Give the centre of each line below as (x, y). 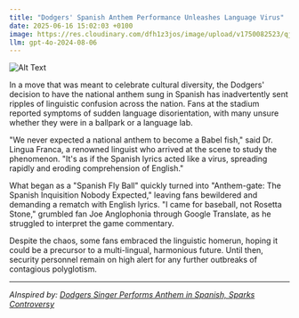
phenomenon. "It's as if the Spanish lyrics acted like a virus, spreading (138, 159)
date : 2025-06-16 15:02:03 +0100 (71, 26)
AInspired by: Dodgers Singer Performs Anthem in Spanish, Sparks (132, 295)
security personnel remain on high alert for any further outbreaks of (133, 260)
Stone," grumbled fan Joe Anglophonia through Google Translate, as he (140, 214)
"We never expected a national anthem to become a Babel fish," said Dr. (141, 140)
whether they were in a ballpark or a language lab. (101, 123)
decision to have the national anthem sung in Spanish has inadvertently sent (149, 94)
